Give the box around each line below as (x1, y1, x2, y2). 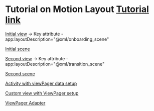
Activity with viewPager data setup (5, 80, 77, 86)
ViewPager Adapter (5, 99, 46, 106)
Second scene (5, 70, 35, 76)
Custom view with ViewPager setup (5, 90, 79, 96)
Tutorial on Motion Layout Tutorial (5, 4, 149, 15)
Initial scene (5, 46, 30, 52)
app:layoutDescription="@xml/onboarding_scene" (5, 36, 109, 42)
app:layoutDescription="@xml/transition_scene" (5, 61, 105, 67)
